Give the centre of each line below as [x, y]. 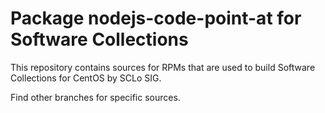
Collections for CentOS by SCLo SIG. [86, 78]
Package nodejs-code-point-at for [156, 18]
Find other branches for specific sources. [95, 97]
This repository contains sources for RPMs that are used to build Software [163, 67]
